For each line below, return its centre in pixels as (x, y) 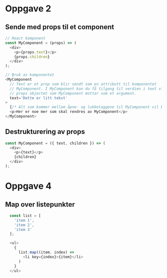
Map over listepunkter (40, 204)
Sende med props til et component (60, 27)
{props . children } (32, 57)
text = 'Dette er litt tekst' (39, 98)
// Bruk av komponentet (30, 75)
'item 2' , (24, 225)
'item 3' (23, 229)
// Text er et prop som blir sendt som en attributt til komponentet (83, 84)
